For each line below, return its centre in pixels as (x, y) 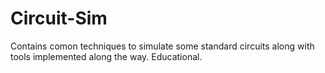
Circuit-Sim (59, 18)
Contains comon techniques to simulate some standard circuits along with (162, 46)
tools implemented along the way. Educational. (106, 56)
